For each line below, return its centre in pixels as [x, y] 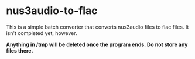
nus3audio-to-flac [52, 11]
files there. [20, 50]
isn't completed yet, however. [42, 33]
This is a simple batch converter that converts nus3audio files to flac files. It [97, 27]
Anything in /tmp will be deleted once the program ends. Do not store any [97, 44]
